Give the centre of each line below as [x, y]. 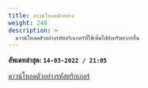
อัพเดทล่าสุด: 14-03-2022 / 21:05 [58, 60]
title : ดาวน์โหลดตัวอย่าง [41, 15]
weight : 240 [28, 23]
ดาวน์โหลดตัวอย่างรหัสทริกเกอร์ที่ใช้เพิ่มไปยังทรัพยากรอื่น [78, 38]
